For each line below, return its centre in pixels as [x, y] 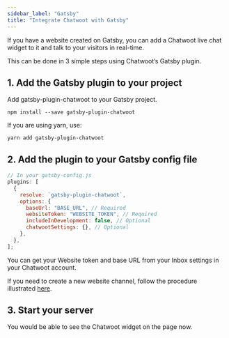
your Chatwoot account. [42, 267]
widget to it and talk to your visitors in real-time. [76, 47]
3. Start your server [50, 310]
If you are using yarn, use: [45, 125]
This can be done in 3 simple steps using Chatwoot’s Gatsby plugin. [104, 61]
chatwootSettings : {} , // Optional [77, 227]
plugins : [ [23, 182]
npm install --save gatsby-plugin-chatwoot [71, 112]
